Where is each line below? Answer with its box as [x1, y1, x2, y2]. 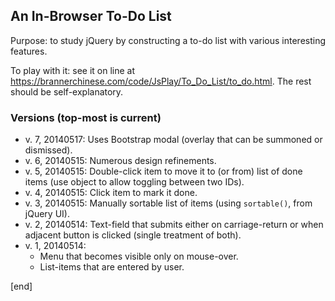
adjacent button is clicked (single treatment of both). [24, 229, 242, 241]
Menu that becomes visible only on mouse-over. [39, 250, 239, 263]
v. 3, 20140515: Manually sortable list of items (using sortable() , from [24, 197, 313, 209]
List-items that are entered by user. [39, 261, 185, 273]
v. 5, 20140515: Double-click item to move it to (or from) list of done [24, 165, 303, 178]
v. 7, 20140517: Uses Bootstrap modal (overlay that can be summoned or [24, 134, 323, 146]
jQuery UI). [24, 208, 70, 220]
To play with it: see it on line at [10, 64, 136, 76]
